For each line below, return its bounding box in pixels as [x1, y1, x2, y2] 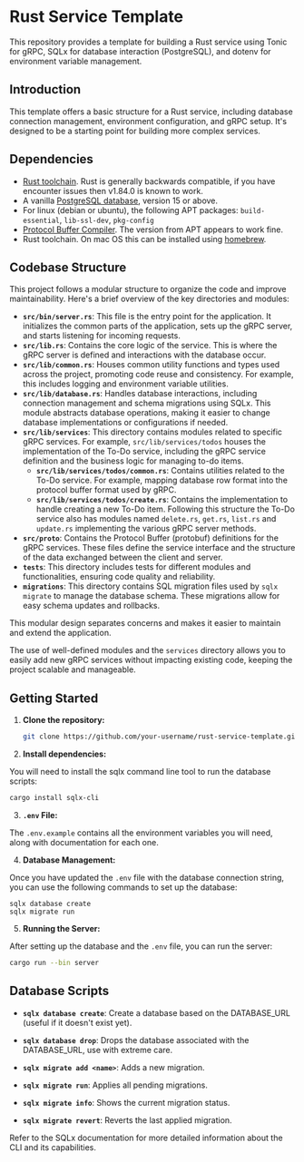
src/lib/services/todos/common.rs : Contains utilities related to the [35, 465, 285, 476]
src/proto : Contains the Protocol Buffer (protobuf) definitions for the [22, 532, 279, 543]
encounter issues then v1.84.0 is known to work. [22, 185, 204, 196]
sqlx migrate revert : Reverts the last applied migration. [22, 1114, 233, 1126]
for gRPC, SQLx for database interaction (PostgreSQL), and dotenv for [9, 45, 271, 56]
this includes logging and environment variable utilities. [22, 378, 229, 389]
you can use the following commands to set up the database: [9, 882, 238, 893]
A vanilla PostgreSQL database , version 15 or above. [22, 195, 219, 206]
